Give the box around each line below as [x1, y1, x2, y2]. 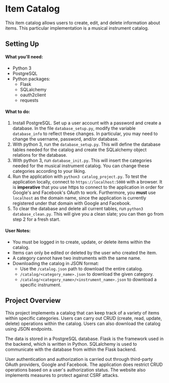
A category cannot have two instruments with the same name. [12, 255, 142, 261]
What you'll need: [5, 53, 43, 59]
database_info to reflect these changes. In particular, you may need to [12, 131, 158, 137]
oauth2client [20, 92, 46, 98]
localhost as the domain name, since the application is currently [12, 195, 146, 201]
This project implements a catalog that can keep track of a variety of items [5, 309, 159, 315]
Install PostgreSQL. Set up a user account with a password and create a [12, 119, 161, 126]
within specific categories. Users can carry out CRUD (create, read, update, [5, 315, 162, 321]
